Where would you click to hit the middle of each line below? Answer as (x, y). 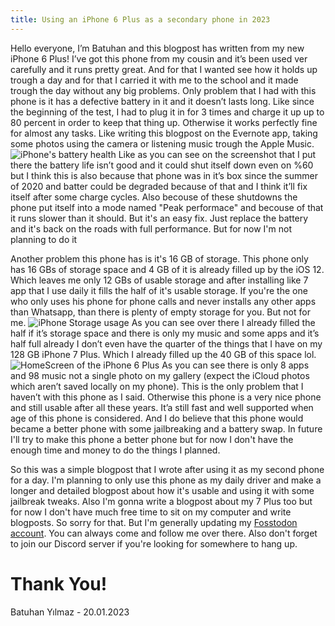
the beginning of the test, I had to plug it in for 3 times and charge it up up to (167, 112)
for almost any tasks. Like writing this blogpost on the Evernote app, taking (164, 133)
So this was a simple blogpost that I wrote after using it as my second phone (167, 469)
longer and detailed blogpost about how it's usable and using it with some (162, 490)
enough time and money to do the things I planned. (115, 450)
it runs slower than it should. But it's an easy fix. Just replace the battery (159, 218)
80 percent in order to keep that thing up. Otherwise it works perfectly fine (164, 122)
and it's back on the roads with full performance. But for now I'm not (151, 228)
